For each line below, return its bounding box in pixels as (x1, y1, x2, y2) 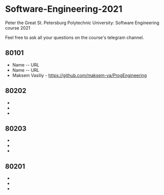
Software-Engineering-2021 (5, 3, 123, 15)
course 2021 (5, 25, 31, 31)
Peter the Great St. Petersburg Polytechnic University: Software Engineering (5, 20, 160, 26)
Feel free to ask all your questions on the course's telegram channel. (5, 34, 144, 40)
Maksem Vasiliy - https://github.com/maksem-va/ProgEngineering (12, 72, 147, 78)
